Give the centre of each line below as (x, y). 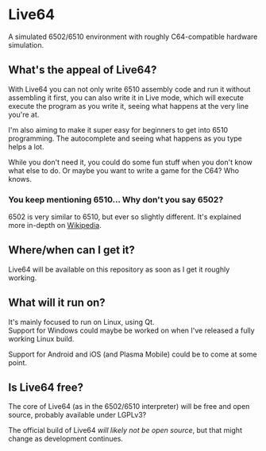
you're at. (24, 114)
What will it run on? (57, 303)
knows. (20, 179)
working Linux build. (41, 338)
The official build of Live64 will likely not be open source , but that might (125, 430)
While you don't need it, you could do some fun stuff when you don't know (130, 162)
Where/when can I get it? (71, 251)
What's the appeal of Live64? (83, 70)
